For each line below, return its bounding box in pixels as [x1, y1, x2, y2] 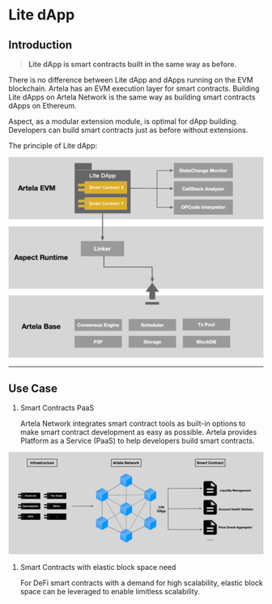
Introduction [8, 38, 73, 52]
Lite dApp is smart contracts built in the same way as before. [28, 59, 237, 69]
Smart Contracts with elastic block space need [19, 562, 176, 572]
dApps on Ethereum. [8, 101, 77, 110]
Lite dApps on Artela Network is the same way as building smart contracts [8, 92, 256, 102]
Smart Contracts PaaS [19, 403, 95, 412]
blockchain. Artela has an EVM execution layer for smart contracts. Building [8, 83, 260, 93]
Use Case [8, 381, 58, 395]
